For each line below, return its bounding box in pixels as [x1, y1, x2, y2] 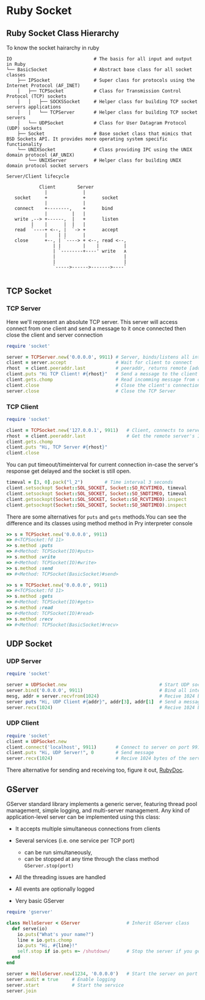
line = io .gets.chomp [17, 937, 72, 943]
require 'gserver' [6, 909, 53, 915]
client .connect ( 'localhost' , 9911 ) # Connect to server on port [6, 744, 190, 750]
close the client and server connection [6, 331, 103, 339]
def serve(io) [12, 926, 48, 932]
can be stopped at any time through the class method [24, 855, 159, 863]
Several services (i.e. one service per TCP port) [15, 837, 135, 844]
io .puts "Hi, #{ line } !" [17, 943, 78, 949]
